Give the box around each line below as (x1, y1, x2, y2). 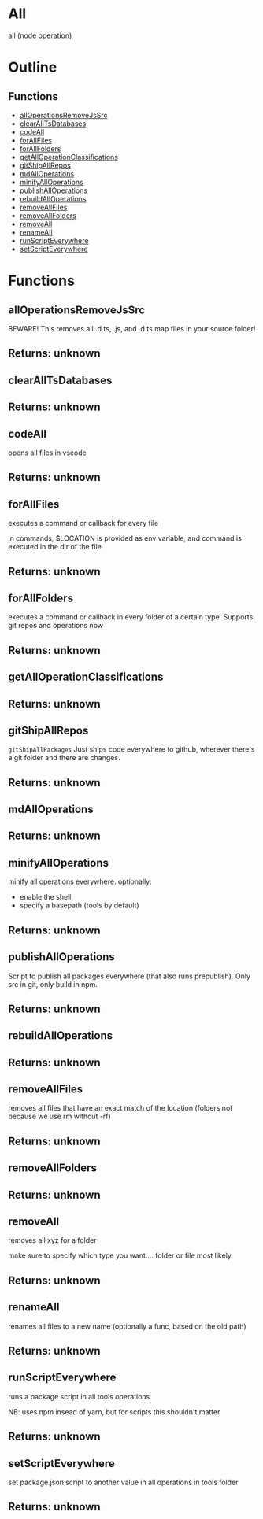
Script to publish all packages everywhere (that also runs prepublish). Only (8, 971, 250, 981)
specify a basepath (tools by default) (19, 900, 139, 910)
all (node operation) (8, 31, 72, 40)
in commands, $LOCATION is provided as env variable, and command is (8, 534, 242, 543)
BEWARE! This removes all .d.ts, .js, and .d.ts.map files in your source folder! (8, 323, 256, 333)
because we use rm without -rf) (8, 1111, 112, 1122)
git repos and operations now (8, 621, 104, 630)
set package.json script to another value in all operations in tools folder (8, 1477, 239, 1488)
